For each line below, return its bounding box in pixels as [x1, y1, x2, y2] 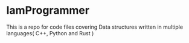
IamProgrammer [6, 4, 89, 17]
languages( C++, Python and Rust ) [6, 29, 94, 36]
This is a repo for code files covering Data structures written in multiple [6, 23, 183, 30]
